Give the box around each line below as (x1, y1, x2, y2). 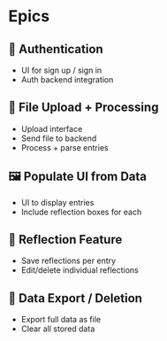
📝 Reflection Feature (8, 232, 123, 247)
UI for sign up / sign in (20, 65, 102, 75)
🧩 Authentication (8, 42, 103, 57)
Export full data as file (20, 314, 102, 325)
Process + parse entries (20, 142, 109, 152)
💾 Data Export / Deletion (8, 291, 143, 306)
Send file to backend (20, 133, 97, 143)
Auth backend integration (20, 74, 114, 85)
